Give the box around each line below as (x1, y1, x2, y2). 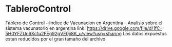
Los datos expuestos (123, 30, 167, 36)
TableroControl (5, 3, 71, 15)
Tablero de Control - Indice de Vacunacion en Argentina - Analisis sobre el (5, 20, 163, 26)
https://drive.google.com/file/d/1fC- (86, 25, 163, 31)
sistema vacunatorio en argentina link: (5, 25, 86, 31)
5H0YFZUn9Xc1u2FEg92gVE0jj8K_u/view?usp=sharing (5, 30, 122, 36)
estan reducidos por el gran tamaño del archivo (5, 36, 106, 42)
